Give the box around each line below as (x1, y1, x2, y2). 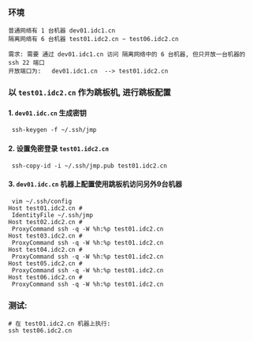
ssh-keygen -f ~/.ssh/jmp (11, 126, 97, 134)
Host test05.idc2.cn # (8, 259, 83, 268)
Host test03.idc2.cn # (8, 231, 83, 240)
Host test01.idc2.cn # (8, 204, 83, 212)
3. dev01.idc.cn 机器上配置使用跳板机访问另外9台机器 (8, 179, 183, 189)
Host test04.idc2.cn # (8, 245, 83, 253)
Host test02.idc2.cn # (8, 218, 83, 226)
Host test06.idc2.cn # (8, 273, 83, 281)
